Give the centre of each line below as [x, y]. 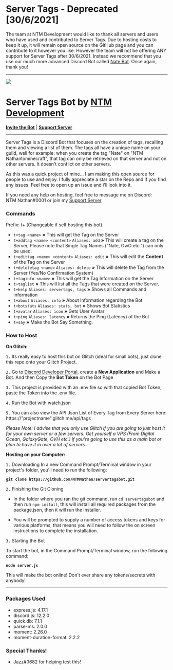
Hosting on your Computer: [36, 455]
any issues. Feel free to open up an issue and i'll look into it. [69, 185]
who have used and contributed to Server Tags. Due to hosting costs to [81, 40]
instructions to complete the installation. [55, 531]
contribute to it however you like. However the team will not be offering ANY [86, 50]
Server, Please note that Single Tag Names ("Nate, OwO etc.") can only [88, 246]
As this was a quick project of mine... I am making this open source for [80, 174]
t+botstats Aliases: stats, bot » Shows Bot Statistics [72, 306]
